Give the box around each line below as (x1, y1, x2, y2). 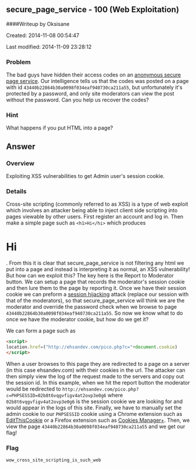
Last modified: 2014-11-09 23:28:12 (6, 43, 92, 50)
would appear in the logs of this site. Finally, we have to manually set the (6, 404, 182, 411)
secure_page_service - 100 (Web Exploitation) (6, 5, 180, 15)
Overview (6, 159, 35, 167)
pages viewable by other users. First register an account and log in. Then (6, 213, 184, 220)
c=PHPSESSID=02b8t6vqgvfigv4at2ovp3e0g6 (6, 392, 107, 398)
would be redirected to (6, 385, 61, 392)
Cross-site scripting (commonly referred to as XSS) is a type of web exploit (6, 200, 188, 208)
